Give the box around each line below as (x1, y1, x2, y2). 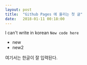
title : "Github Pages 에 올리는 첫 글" (5, 12, 83, 17)
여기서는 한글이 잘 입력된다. (5, 55, 58, 61)
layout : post (5, 7, 32, 12)
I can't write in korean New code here (5, 30, 79, 36)
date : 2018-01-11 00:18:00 (5, 16, 65, 21)
